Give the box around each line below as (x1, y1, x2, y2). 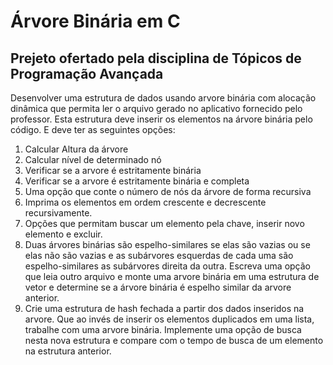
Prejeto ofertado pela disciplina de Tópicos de (10, 50, 302, 67)
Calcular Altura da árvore (24, 143, 129, 155)
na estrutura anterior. (24, 345, 112, 357)
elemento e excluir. (24, 228, 103, 240)
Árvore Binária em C (10, 10, 181, 33)
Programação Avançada (10, 65, 164, 82)
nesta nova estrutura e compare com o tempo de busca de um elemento (24, 335, 324, 346)
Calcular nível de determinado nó (24, 154, 162, 165)
